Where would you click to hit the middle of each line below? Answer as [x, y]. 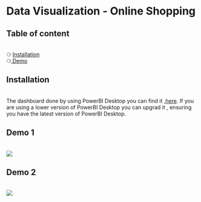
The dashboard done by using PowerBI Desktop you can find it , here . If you [100, 100]
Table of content [38, 34]
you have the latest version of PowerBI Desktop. [66, 114]
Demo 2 [21, 173]
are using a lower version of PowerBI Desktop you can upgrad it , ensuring [99, 107]
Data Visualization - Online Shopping [101, 11]
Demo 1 [20, 133]
